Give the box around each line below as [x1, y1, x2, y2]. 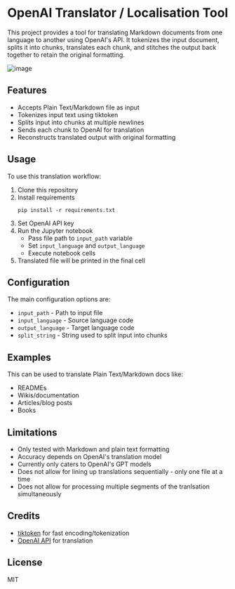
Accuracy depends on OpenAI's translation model [17, 453, 162, 461]
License [7, 557, 43, 569]
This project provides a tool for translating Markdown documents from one [7, 28, 223, 37]
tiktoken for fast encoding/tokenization [17, 529, 130, 537]
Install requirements [17, 193, 75, 201]
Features [7, 84, 47, 96]
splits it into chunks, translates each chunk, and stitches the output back [7, 43, 217, 51]
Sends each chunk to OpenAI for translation [17, 125, 145, 134]
